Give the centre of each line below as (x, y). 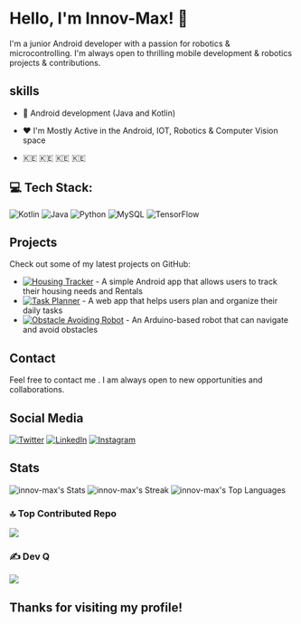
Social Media (47, 418)
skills (24, 91)
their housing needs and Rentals (82, 291)
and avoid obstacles (60, 330)
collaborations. (37, 390)
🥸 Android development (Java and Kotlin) (99, 113)
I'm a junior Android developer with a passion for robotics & (120, 43)
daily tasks (42, 310)
